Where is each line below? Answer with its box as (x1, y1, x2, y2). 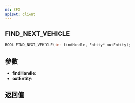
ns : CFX (5, 7, 21, 12)
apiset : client (5, 12, 36, 17)
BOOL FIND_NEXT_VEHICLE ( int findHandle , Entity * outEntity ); (5, 42, 131, 48)
